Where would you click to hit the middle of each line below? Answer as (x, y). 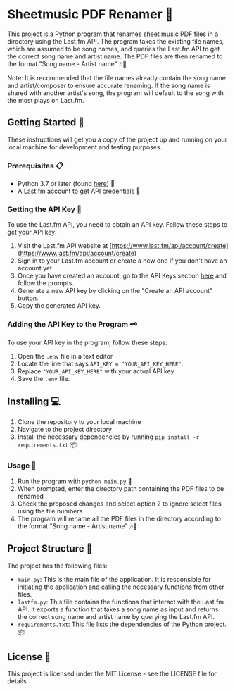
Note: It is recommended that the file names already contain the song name (117, 77)
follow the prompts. (45, 283)
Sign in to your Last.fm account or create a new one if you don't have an (122, 261)
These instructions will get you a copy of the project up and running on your (117, 139)
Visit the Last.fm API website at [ (65, 246)
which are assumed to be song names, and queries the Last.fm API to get (114, 49)
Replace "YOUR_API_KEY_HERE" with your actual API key (96, 371)
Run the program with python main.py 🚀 (75, 481)
